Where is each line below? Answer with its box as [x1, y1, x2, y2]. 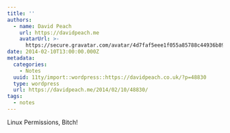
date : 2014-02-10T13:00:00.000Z [7, 49, 99, 56]
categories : [13, 61, 48, 68]
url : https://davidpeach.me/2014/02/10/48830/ [13, 86, 149, 93]
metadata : [7, 55, 36, 62]
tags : [7, 93, 23, 100]
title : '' [7, 10, 36, 17]
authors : [7, 16, 32, 23]
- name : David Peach [13, 23, 72, 29]
